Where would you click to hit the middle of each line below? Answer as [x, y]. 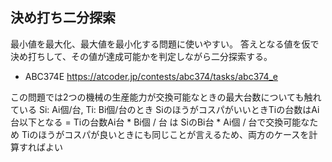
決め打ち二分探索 [63, 18]
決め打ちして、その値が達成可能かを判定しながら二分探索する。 [141, 56]
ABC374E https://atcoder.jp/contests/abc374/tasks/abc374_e [151, 76]
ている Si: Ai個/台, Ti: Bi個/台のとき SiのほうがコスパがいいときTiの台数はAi [165, 109]
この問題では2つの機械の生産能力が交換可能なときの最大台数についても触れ [166, 97]
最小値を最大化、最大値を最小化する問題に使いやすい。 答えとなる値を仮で [165, 44]
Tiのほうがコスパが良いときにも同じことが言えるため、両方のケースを [165, 134]
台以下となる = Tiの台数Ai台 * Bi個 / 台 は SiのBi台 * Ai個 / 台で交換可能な [160, 122]
